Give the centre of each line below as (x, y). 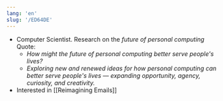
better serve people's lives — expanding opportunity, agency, (114, 75)
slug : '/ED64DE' (29, 20)
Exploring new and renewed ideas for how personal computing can (121, 68)
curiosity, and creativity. (61, 83)
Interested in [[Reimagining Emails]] (66, 90)
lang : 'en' (22, 13)
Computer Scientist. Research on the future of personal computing (110, 39)
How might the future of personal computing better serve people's (120, 54)
